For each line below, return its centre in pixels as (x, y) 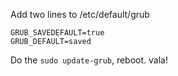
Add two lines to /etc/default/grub (80, 14)
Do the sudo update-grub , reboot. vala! (89, 60)
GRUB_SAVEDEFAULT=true (57, 33)
